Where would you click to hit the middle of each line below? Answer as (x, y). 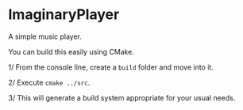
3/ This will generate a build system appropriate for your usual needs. (122, 97)
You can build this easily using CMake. (71, 51)
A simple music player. (45, 36)
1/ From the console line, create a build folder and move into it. (111, 67)
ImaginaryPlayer (64, 15)
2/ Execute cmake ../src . (49, 82)
